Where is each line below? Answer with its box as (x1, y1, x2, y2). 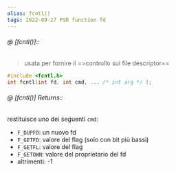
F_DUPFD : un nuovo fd (16, 128, 77, 136)
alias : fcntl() (7, 10, 51, 17)
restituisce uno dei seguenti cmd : (7, 115, 98, 123)
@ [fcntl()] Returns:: (7, 93, 63, 102)
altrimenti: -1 (16, 157, 53, 166)
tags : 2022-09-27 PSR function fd (7, 16, 107, 23)
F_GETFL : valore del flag (16, 142, 83, 151)
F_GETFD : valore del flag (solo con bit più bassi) (16, 135, 149, 144)
